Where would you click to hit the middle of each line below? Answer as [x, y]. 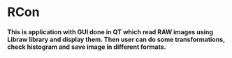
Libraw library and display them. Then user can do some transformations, [116, 39]
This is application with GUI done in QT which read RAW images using [110, 31]
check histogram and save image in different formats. [87, 47]
